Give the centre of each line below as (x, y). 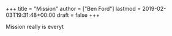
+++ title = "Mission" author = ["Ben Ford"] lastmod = (73, 9)
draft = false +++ (78, 15)
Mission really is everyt (35, 27)
